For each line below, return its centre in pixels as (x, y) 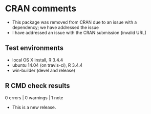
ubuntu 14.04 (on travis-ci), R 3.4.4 (47, 65)
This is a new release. (34, 107)
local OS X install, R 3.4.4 (38, 60)
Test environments (34, 48)
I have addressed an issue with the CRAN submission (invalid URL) (79, 32)
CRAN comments (41, 9)
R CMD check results (38, 86)
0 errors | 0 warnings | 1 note (34, 98)
